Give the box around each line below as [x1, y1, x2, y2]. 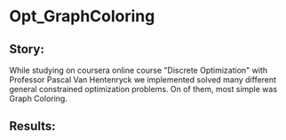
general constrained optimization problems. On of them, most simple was [9, 84, 278, 94]
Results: [9, 119, 56, 134]
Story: [9, 42, 44, 57]
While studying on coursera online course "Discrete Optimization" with [9, 65, 268, 75]
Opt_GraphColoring [9, 6, 155, 27]
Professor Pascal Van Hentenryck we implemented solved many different [9, 74, 277, 85]
